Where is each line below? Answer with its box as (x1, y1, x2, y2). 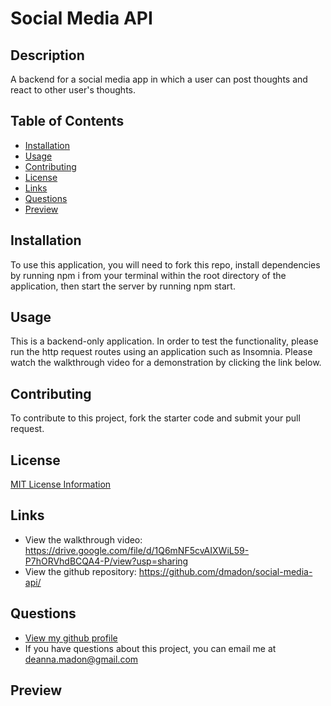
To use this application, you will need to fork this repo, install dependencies (10, 258, 321, 271)
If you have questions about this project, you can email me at (24, 642, 277, 654)
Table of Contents (10, 113, 125, 130)
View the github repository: (24, 565, 137, 577)
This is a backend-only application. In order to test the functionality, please (10, 335, 319, 347)
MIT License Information (10, 478, 112, 491)
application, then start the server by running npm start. (10, 280, 236, 292)
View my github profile (24, 632, 118, 644)
